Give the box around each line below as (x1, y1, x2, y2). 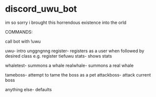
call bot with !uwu (5, 38, 41, 44)
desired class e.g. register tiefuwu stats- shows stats (5, 53, 112, 59)
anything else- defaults (5, 86, 52, 92)
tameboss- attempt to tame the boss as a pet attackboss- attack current (5, 72, 151, 78)
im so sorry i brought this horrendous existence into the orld (5, 19, 127, 25)
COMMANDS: (5, 29, 33, 35)
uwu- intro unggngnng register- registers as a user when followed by (5, 48, 145, 54)
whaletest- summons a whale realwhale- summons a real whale (5, 62, 134, 68)
